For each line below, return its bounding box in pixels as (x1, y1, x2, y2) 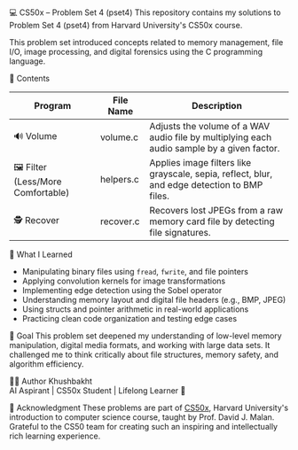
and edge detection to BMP (149, 179, 263, 190)
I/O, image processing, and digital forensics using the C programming (9, 47, 263, 57)
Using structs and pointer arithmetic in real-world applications (21, 304, 249, 314)
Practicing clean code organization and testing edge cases (21, 314, 238, 323)
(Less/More (13, 175, 62, 188)
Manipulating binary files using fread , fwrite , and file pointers (21, 267, 248, 276)
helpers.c (100, 174, 139, 185)
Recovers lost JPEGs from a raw (149, 205, 284, 216)
